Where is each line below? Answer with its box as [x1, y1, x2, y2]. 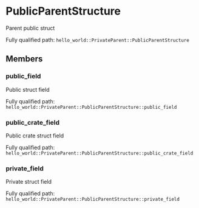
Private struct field [5, 178, 52, 185]
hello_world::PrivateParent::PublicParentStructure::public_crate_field [5, 150, 194, 156]
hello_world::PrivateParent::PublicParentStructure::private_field [5, 196, 180, 203]
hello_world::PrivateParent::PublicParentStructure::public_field [5, 104, 177, 110]
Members [5, 54, 43, 64]
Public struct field [5, 86, 50, 93]
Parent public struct [5, 24, 55, 32]
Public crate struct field [5, 132, 64, 139]
